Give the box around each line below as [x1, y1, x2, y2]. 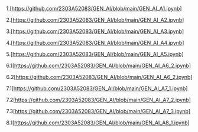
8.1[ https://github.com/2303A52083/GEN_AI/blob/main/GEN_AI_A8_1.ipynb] [6, 119, 190, 126]
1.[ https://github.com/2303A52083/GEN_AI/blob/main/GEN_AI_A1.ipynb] [6, 5, 182, 12]
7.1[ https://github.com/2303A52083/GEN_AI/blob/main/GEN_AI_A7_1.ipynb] [6, 85, 188, 92]
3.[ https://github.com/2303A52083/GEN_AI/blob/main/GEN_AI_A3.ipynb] [6, 28, 184, 35]
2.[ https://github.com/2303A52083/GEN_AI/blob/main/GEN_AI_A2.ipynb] [6, 16, 184, 23]
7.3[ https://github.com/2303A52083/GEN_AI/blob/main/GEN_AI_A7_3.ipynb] [6, 108, 191, 114]
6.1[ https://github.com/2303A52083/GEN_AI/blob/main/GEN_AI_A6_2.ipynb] [6, 62, 191, 69]
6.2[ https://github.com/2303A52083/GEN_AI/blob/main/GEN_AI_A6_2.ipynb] [6, 74, 193, 80]
